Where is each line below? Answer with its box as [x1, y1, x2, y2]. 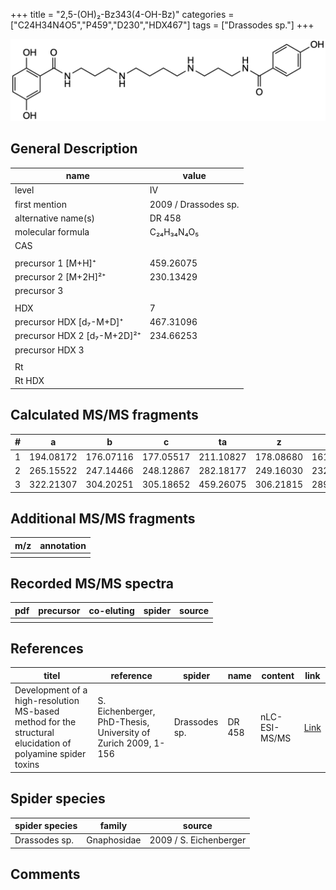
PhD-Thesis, [97, 716, 150, 728]
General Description [10, 140, 138, 158]
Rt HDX [14, 375, 45, 387]
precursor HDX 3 [14, 344, 85, 356]
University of [97, 727, 151, 739]
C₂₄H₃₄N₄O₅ [149, 226, 200, 238]
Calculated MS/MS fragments [10, 407, 199, 424]
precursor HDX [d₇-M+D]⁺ [14, 316, 124, 328]
